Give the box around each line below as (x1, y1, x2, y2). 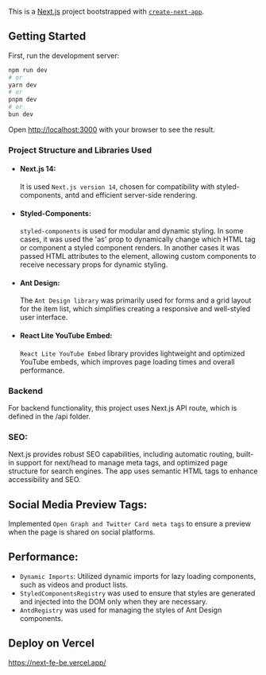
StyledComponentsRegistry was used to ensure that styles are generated (19, 588, 256, 598)
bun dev (8, 110, 34, 118)
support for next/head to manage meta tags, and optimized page (15, 458, 228, 468)
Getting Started (8, 29, 87, 43)
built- (236, 449, 254, 459)
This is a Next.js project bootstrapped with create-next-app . (8, 7, 205, 16)
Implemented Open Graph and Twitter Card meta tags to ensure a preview (8, 519, 252, 529)
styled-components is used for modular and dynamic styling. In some (19, 226, 244, 236)
